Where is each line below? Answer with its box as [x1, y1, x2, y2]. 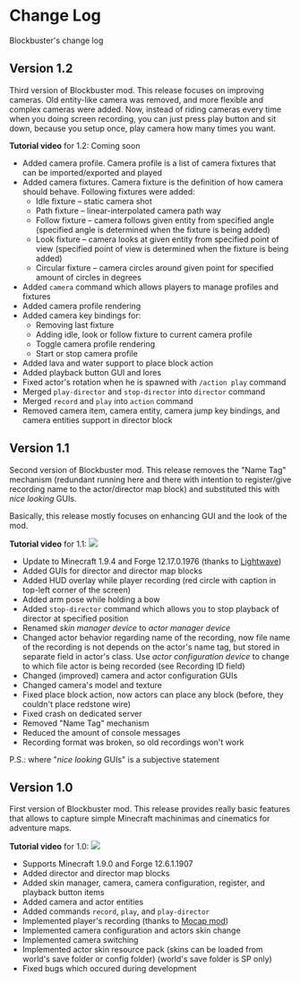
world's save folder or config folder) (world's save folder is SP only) [21, 953, 273, 964]
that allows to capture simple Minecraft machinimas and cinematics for [9, 813, 270, 824]
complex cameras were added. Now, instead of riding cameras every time [9, 104, 282, 115]
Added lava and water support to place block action [21, 358, 214, 368]
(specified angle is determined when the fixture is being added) [35, 224, 270, 235]
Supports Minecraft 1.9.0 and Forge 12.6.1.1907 [21, 858, 193, 869]
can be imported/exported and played [21, 167, 163, 177]
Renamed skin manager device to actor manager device [21, 622, 231, 633]
